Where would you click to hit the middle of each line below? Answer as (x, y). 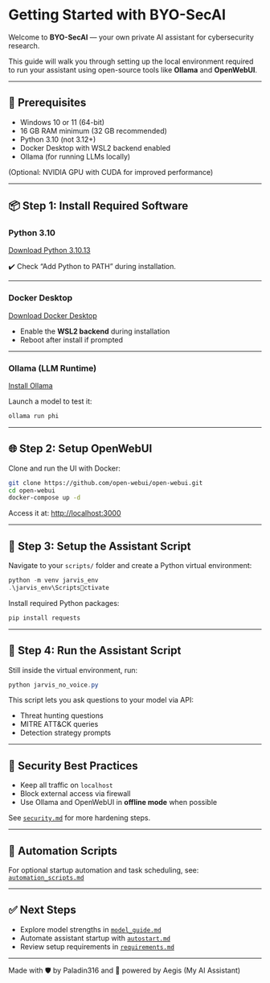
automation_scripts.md (46, 878)
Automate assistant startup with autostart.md (95, 938)
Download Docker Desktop (53, 315)
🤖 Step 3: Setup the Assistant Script (100, 546)
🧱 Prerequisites (47, 103)
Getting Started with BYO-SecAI (117, 15)
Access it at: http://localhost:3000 (65, 513)
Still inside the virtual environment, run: (73, 670)
